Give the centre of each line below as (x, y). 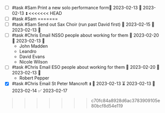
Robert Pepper (34, 78)
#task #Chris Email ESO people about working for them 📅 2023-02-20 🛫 (86, 67)
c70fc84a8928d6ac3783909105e (125, 101)
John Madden (34, 46)
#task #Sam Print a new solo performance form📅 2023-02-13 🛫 (77, 8)
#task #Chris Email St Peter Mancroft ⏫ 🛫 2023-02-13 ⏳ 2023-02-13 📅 (83, 84)
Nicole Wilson (34, 62)
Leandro (28, 52)
